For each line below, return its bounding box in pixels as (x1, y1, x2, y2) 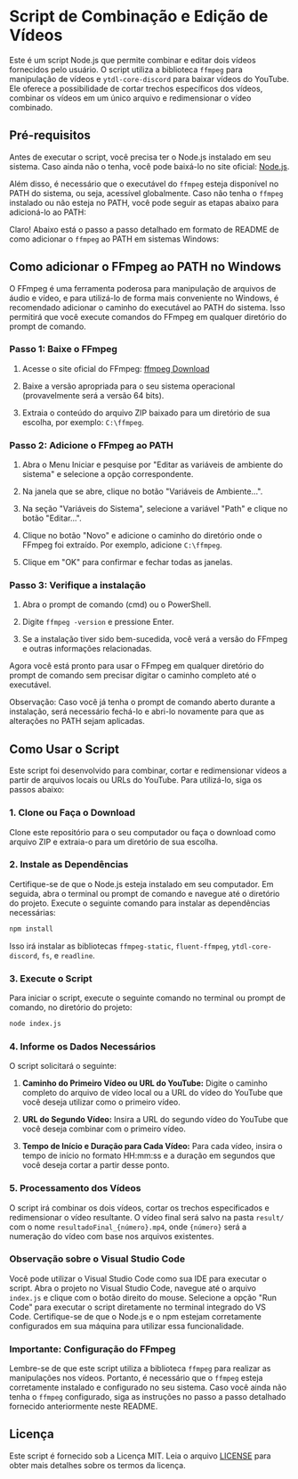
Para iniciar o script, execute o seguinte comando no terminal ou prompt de (9, 992, 286, 1004)
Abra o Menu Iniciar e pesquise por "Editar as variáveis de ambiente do (21, 459, 283, 470)
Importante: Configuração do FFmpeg (9, 1343, 176, 1355)
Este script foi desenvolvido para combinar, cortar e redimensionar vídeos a (9, 765, 287, 776)
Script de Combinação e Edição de (9, 6, 269, 27)
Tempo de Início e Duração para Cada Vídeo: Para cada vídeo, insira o (21, 1141, 283, 1152)
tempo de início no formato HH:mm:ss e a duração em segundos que (21, 1150, 276, 1161)
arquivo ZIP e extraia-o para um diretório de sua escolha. (9, 836, 219, 847)
